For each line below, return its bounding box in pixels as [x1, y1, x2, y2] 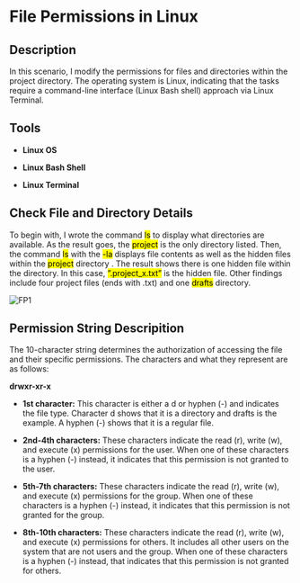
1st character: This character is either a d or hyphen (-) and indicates [22, 399, 280, 409]
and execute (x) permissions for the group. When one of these [22, 490, 253, 501]
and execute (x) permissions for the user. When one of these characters [22, 444, 289, 455]
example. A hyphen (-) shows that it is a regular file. [22, 417, 214, 428]
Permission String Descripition [9, 321, 185, 336]
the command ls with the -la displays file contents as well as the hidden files [9, 248, 292, 259]
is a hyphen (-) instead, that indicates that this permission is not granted [22, 556, 289, 567]
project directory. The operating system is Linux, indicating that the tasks [9, 76, 280, 86]
